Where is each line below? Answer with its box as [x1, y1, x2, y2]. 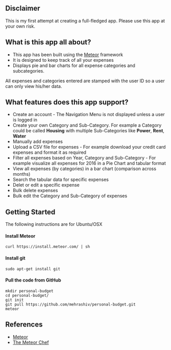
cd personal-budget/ [5, 293, 50, 298]
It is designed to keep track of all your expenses [12, 57, 114, 63]
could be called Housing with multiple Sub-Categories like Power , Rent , [12, 128, 165, 134]
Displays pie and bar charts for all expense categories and [12, 62, 135, 68]
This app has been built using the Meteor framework [12, 51, 124, 58]
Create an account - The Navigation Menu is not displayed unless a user [12, 111, 165, 118]
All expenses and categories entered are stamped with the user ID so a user [5, 78, 165, 84]
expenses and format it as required [12, 149, 87, 155]
